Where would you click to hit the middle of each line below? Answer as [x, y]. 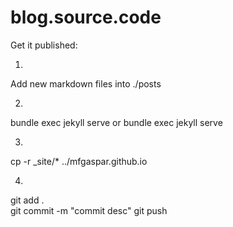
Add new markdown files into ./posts [86, 83]
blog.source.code [86, 17]
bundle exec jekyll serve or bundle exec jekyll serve [116, 122]
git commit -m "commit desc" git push [89, 210]
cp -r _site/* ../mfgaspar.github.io [79, 161]
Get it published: [44, 45]
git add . [27, 200]
